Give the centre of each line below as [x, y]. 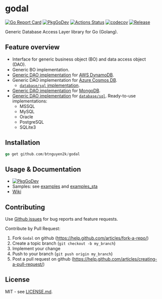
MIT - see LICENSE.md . [29, 292]
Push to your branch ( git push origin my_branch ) [62, 254]
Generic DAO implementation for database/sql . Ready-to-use [74, 96]
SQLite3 [27, 127]
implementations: [30, 101]
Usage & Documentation [43, 169]
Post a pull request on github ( [43, 259]
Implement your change [36, 249]
